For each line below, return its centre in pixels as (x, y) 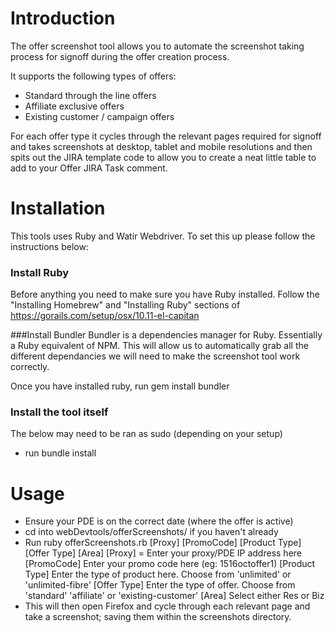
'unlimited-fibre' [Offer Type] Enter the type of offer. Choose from (160, 585)
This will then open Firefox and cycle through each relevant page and (167, 606)
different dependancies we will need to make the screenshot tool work (155, 356)
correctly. (30, 367)
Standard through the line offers (90, 95)
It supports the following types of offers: (93, 76)
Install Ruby (40, 272)
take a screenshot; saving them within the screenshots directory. (158, 617)
